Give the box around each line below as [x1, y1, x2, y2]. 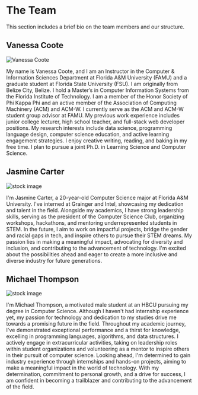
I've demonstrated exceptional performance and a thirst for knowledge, [6, 327, 181, 334]
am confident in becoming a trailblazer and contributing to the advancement [6, 377, 192, 384]
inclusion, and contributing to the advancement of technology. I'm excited [6, 244, 187, 251]
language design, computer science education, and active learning [6, 130, 170, 138]
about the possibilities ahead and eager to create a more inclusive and [6, 250, 178, 258]
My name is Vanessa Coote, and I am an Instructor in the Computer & [6, 68, 175, 75]
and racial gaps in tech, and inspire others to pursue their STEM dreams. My [6, 232, 193, 239]
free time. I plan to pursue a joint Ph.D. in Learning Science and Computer [6, 143, 186, 150]
